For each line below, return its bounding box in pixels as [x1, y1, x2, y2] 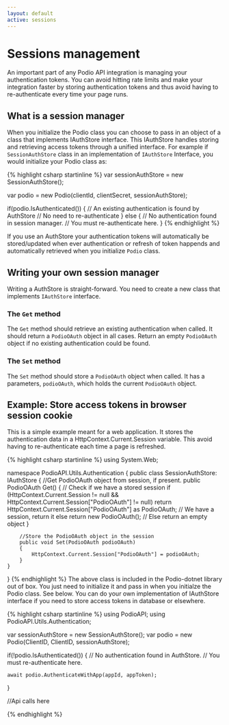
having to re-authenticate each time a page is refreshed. [7, 442, 166, 450]
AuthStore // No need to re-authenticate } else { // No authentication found [7, 212, 217, 220]
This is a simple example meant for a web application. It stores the [7, 428, 193, 436]
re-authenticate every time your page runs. [7, 90, 129, 99]
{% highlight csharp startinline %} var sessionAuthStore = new [7, 170, 184, 179]
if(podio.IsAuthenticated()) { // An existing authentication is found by [7, 205, 200, 213]
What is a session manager [7, 110, 125, 122]
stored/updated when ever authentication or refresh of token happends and [7, 240, 220, 248]
